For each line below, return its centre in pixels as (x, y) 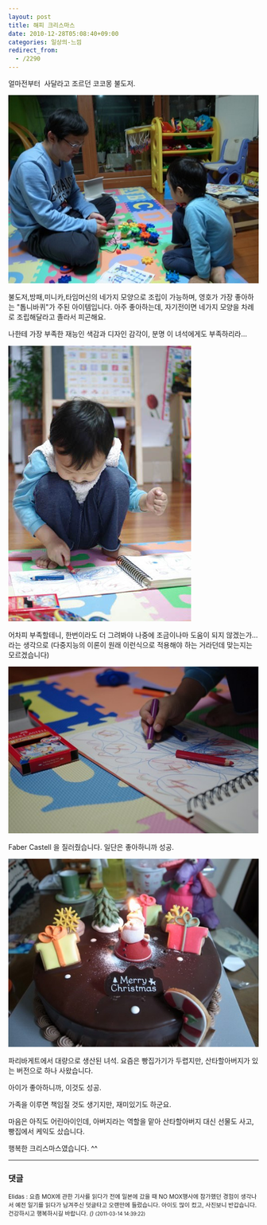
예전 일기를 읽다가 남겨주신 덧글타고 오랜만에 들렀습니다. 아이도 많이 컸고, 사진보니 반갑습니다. (136, 1205)
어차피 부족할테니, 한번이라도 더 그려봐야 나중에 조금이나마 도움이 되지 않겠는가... (133, 635)
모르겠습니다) (29, 655)
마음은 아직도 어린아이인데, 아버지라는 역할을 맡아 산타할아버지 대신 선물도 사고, (131, 1121)
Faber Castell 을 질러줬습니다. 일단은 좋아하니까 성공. (91, 847)
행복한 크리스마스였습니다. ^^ (53, 1148)
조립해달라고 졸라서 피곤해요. (61, 317)
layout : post (30, 17)
